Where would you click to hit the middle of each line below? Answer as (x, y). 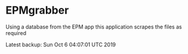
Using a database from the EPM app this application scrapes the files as (94, 27)
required (16, 33)
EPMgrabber (37, 10)
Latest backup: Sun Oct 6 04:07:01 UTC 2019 (61, 45)
